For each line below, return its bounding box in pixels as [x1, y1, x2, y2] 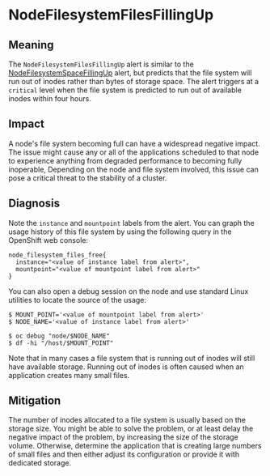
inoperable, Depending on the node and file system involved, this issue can [8, 164, 259, 174]
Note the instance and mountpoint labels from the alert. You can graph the [8, 218, 255, 227]
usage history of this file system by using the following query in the [8, 227, 232, 236]
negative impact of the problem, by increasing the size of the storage [8, 432, 238, 442]
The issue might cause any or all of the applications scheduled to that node [8, 147, 259, 157]
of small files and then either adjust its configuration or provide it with [8, 449, 240, 459]
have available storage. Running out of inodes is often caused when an [8, 362, 244, 372]
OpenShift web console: [8, 235, 89, 244]
